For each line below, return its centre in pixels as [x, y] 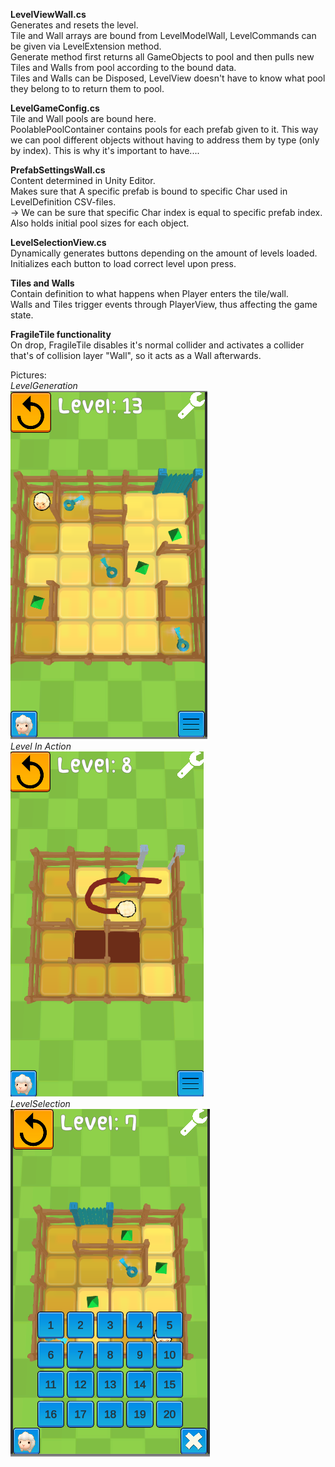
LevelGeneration [44, 385]
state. [22, 315]
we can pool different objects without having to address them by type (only [165, 140]
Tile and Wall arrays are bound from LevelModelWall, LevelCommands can [163, 35]
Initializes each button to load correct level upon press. [123, 263]
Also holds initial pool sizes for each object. [100, 223]
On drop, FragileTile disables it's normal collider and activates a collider [157, 345]
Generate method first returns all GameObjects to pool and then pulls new [162, 57]
